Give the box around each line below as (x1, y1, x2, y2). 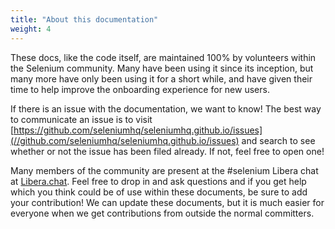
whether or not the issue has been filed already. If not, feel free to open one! (10, 145, 325, 157)
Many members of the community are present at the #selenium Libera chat (10, 164, 319, 176)
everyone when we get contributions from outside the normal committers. (10, 207, 315, 219)
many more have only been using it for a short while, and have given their (10, 72, 313, 85)
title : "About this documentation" (10, 14, 159, 25)
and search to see (241, 134, 316, 146)
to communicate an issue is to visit (10, 113, 153, 125)
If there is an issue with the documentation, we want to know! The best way (10, 102, 322, 115)
